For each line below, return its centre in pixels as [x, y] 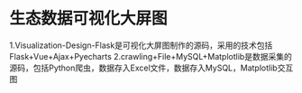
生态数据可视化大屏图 [89, 19]
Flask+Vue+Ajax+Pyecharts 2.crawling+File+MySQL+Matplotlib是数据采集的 [151, 56]
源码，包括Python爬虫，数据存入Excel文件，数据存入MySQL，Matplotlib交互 [151, 68]
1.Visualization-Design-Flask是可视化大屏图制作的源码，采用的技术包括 [141, 45]
